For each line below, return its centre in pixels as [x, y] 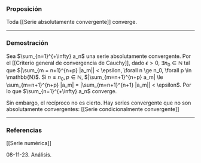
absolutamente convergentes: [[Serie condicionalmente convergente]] [93, 109]
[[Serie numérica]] [29, 143]
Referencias [24, 130]
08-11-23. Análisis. [29, 155]
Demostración [27, 43]
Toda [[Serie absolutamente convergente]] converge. [72, 22]
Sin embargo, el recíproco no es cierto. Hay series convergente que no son [99, 103]
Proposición [24, 9]
